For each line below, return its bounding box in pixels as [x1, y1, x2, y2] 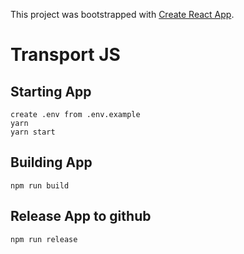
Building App [10, 154, 93, 171]
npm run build [10, 180, 70, 191]
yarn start [10, 127, 56, 137]
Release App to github [10, 208, 152, 225]
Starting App [10, 83, 92, 100]
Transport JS [10, 44, 121, 66]
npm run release [10, 234, 78, 244]
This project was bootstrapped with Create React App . [10, 9, 235, 20]
